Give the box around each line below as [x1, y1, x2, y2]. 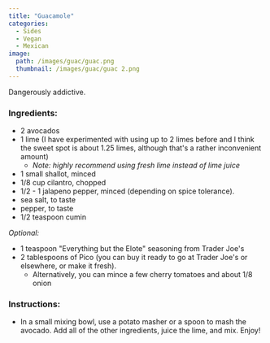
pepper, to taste [20, 204, 74, 214]
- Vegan [15, 34, 42, 43]
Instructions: [8, 298, 61, 310]
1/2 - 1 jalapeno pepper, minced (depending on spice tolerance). [20, 186, 235, 196]
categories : [8, 20, 49, 28]
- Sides [15, 27, 42, 35]
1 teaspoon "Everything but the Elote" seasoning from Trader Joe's [20, 244, 245, 254]
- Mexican [15, 42, 49, 50]
